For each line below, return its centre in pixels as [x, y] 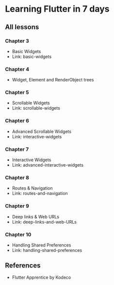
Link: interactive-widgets [37, 136]
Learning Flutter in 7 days [57, 9]
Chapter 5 [17, 93]
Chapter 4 [17, 69]
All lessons [22, 27]
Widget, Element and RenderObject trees [53, 80]
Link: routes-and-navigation [40, 193]
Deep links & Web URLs [36, 217]
